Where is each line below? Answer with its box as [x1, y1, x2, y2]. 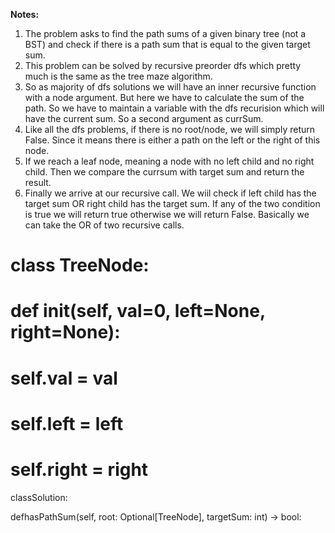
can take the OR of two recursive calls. [24, 219, 185, 231]
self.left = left [10, 412, 124, 435]
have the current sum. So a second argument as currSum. [24, 113, 264, 124]
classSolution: [10, 491, 68, 503]
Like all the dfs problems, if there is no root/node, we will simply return [24, 124, 316, 135]
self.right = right [10, 458, 149, 481]
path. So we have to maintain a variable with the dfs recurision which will [24, 102, 325, 114]
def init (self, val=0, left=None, [10, 300, 266, 323]
